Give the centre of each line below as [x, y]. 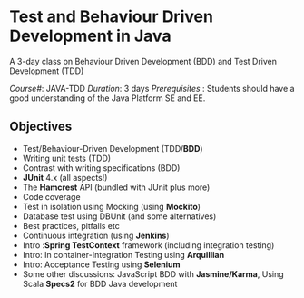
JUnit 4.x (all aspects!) [65, 177]
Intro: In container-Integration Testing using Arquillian [123, 254]
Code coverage [51, 196]
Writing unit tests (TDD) [67, 158]
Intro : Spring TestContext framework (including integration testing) [148, 245]
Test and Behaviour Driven [111, 17]
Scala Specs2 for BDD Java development [100, 283]
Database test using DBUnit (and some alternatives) [119, 216]
